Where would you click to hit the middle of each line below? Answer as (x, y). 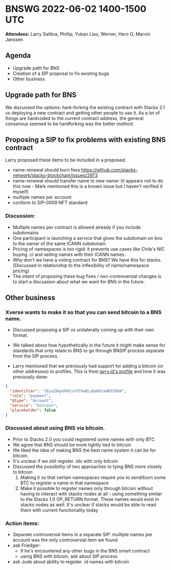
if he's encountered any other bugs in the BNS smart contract (85, 551)
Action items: (22, 523)
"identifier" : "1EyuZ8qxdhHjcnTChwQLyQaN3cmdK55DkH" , (68, 391)
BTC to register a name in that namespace (64, 483)
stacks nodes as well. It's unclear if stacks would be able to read (88, 504)
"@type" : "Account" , (32, 400)
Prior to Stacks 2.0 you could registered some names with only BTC (83, 439)
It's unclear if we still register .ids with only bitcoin (65, 461)
